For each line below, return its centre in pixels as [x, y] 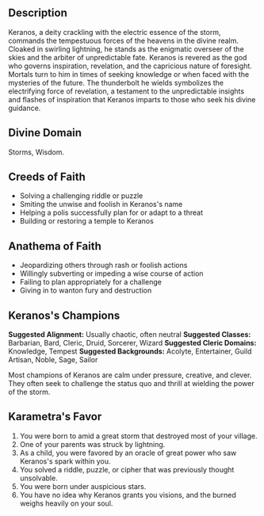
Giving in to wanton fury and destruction [86, 290]
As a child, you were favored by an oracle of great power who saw [128, 453]
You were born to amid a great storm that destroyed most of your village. [138, 436]
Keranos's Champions [64, 315]
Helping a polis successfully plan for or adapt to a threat [111, 212]
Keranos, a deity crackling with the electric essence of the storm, [115, 32]
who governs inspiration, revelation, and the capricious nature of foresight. [130, 66]
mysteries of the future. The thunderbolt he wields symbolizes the [116, 82]
